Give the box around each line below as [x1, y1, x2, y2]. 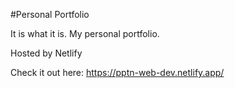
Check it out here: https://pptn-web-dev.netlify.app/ [10, 67, 225, 78]
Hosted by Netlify [10, 47, 83, 59]
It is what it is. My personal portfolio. [10, 28, 160, 39]
